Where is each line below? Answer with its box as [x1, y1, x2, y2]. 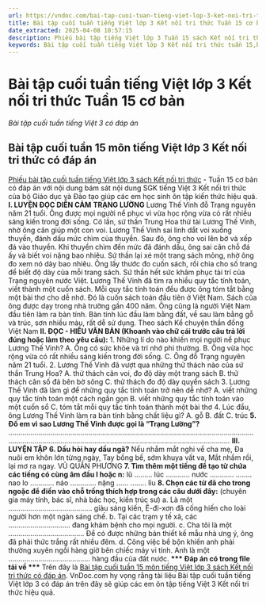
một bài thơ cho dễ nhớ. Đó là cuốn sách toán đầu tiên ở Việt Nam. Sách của [8, 293, 257, 302]
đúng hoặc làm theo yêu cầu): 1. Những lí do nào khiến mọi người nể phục [8, 335, 251, 344]
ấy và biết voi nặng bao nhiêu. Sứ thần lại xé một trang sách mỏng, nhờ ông [8, 251, 255, 260]
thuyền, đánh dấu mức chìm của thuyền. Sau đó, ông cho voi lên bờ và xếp [8, 233, 253, 243]
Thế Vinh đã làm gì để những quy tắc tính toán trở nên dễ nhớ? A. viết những [8, 385, 257, 395]
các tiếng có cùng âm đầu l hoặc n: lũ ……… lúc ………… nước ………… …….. [8, 469, 253, 479]
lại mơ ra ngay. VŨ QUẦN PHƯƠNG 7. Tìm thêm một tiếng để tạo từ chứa [8, 461, 247, 470]
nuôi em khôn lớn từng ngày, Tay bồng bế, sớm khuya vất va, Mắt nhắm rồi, [8, 453, 253, 462]
